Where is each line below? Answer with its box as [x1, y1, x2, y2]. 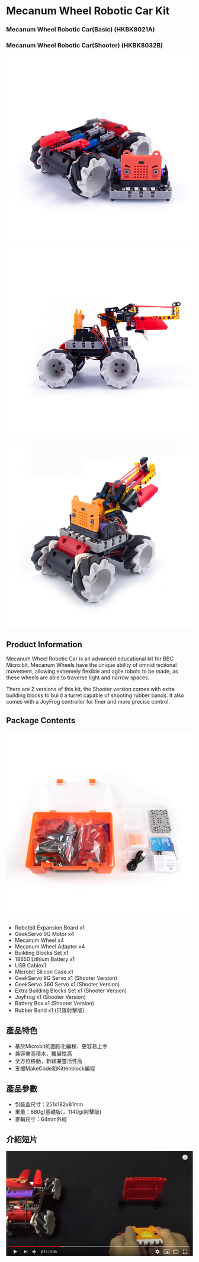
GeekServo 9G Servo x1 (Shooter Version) [14, 975, 117, 982]
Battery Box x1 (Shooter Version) [14, 1000, 95, 1007]
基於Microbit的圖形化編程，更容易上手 [14, 1042, 108, 1050]
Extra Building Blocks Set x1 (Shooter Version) [14, 987, 127, 994]
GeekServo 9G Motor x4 [14, 931, 75, 938]
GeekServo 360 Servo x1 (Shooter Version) [14, 981, 120, 988]
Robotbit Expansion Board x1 [14, 924, 85, 931]
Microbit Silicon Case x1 [14, 968, 73, 976]
